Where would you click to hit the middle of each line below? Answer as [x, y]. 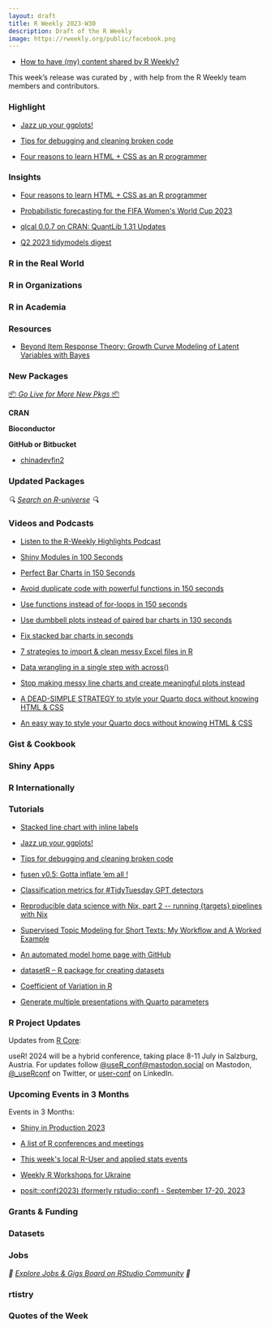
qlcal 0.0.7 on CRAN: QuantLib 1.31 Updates [93, 226]
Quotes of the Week [48, 1316]
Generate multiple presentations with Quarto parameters [114, 1001]
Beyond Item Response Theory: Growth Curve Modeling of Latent [129, 346]
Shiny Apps [32, 766]
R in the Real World [47, 263]
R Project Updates [45, 1023]
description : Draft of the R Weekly [70, 31]
